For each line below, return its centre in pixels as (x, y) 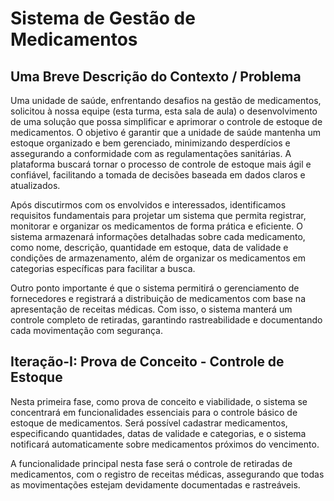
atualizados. (35, 185)
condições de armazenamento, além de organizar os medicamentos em (158, 258)
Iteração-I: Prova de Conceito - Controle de (147, 362)
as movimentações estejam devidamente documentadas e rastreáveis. (155, 484)
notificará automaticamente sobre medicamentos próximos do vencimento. (165, 444)
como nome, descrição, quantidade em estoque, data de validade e (149, 247)
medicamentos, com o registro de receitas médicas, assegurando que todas (167, 474)
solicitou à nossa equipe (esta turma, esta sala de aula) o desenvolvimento (164, 111)
